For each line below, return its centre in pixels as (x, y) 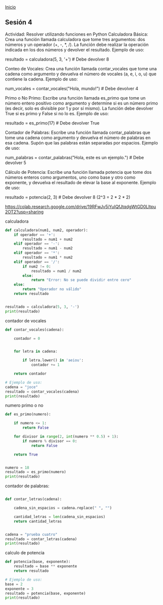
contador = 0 (27, 338)
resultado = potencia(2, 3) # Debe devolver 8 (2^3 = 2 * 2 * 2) (68, 197)
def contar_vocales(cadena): (35, 330)
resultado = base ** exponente (45, 566)
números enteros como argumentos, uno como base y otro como (70, 177)
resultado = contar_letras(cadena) (41, 539)
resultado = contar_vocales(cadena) (42, 392)
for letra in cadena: (36, 352)
